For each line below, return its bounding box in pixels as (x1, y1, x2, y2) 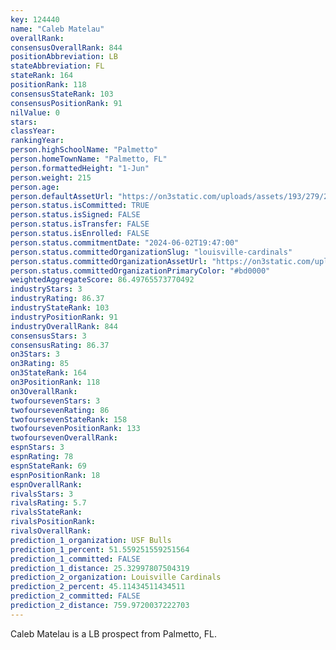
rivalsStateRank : (10, 507, 83, 518)
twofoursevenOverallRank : (10, 433, 118, 443)
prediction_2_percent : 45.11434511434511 (10, 582, 186, 592)
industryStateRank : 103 (10, 303, 110, 313)
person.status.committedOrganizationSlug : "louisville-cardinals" (10, 247, 293, 257)
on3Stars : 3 (10, 349, 60, 360)
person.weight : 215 (10, 172, 92, 183)
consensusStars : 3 (10, 331, 87, 341)
